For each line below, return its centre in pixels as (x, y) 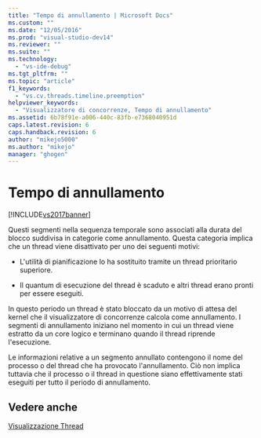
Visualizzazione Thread (46, 426)
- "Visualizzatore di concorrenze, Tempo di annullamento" (114, 111)
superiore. (36, 270)
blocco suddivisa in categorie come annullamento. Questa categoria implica (130, 238)
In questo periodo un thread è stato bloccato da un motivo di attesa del (123, 309)
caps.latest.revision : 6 (49, 125)
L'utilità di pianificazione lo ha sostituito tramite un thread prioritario (128, 262)
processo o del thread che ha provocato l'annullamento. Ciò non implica (124, 366)
